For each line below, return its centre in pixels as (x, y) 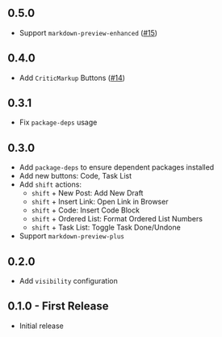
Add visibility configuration (68, 281)
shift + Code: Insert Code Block (86, 210)
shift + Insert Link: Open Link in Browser (100, 202)
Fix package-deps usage (58, 122)
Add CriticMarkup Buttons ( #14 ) (72, 78)
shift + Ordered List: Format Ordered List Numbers (117, 219)
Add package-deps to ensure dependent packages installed (117, 167)
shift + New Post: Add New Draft (87, 193)
